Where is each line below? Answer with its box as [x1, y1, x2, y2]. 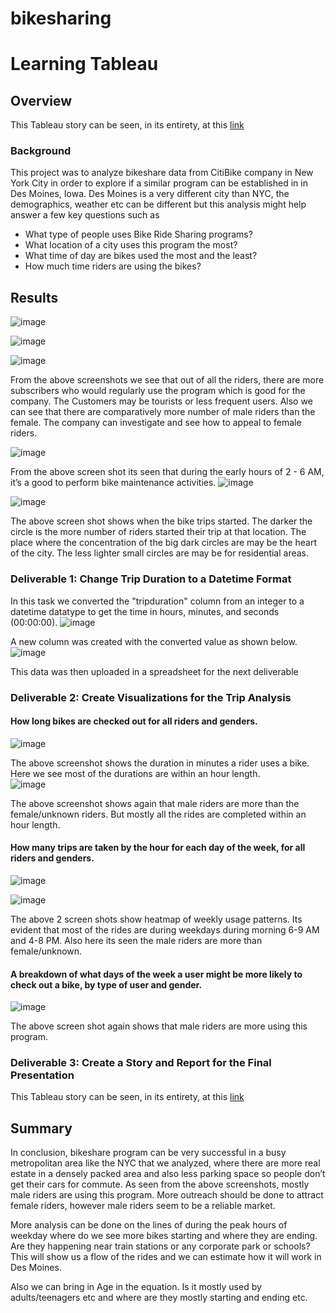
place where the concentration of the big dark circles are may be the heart [10, 537, 317, 549]
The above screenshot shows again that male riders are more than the [10, 797, 300, 809]
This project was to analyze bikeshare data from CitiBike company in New [10, 167, 314, 179]
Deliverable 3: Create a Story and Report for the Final [10, 1056, 272, 1070]
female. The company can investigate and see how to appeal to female [10, 417, 302, 429]
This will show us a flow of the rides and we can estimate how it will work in [10, 1251, 322, 1263]
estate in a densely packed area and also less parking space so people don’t [10, 1168, 326, 1180]
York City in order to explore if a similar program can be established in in [10, 177, 308, 189]
